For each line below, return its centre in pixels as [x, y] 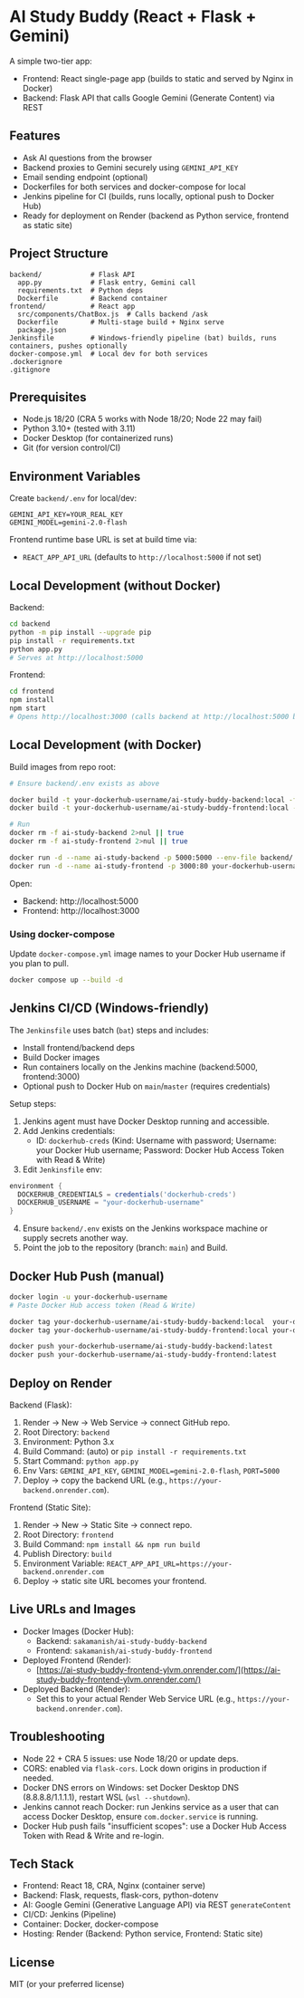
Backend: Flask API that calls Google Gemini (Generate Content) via [148, 98]
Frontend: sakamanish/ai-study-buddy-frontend [124, 1650]
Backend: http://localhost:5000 [80, 901]
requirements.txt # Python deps [81, 290]
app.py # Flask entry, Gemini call [107, 283]
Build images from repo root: [62, 766]
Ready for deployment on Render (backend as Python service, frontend [156, 216]
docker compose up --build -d [66, 980]
